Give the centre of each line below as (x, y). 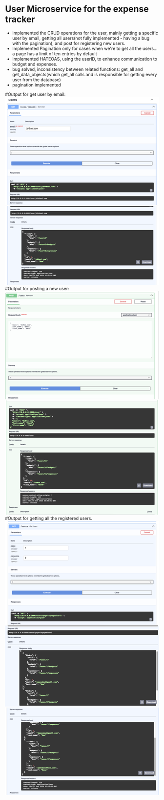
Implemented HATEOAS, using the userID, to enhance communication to (85, 59)
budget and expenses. (35, 64)
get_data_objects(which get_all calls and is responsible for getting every (84, 74)
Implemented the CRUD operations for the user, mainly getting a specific (85, 33)
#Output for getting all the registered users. (49, 518)
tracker (20, 19)
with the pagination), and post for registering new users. (69, 43)
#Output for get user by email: (35, 94)
